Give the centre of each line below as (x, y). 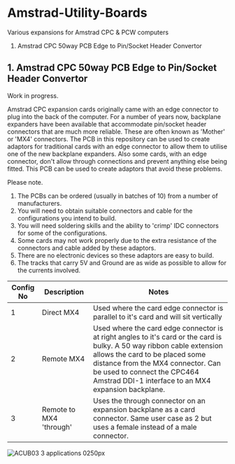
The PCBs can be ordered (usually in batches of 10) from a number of (117, 196)
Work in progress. (33, 95)
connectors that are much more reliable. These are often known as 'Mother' (116, 132)
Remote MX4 (63, 358)
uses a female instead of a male (145, 427)
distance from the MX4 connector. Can (157, 363)
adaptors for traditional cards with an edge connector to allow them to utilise (117, 146)
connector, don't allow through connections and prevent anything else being (117, 161)
